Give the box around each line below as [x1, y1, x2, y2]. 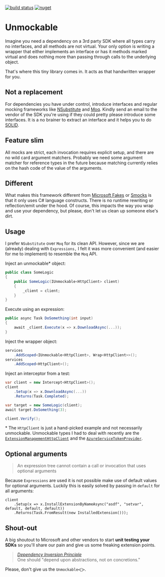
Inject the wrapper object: [5, 338, 57, 344]
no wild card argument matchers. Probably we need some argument [5, 154, 143, 160]
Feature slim [5, 136, 44, 145]
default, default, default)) [5, 506, 65, 511]
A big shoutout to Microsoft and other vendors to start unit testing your [5, 537, 150, 543]
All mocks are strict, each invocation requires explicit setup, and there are [5, 149, 154, 155]
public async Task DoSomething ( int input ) [5, 316, 93, 321]
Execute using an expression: [5, 306, 65, 312]
